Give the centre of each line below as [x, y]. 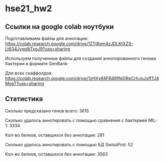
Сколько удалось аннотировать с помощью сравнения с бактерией [76, 120]
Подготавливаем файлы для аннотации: [47, 38]
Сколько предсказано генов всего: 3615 [47, 110]
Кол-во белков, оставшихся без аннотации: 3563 [57, 154]
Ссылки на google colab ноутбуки [59, 27]
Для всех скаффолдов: [29, 73]
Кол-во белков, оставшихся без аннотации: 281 [55, 135]
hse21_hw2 [29, 9]
